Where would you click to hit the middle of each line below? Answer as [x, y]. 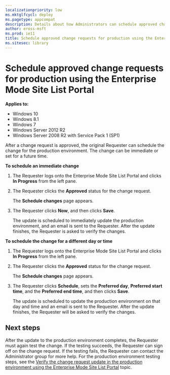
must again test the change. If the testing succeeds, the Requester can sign [84, 346]
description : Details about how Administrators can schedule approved [81, 24]
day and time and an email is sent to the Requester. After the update [83, 306]
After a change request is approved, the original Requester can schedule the [85, 145]
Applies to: [17, 104]
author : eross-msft [26, 29]
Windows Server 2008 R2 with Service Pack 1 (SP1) [66, 135]
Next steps [23, 328]
